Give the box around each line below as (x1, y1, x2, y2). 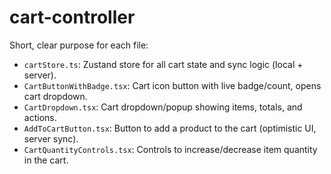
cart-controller (9, 6, 136, 29)
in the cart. (23, 154, 69, 166)
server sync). (23, 132, 79, 145)
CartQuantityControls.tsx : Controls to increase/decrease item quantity (23, 143, 318, 155)
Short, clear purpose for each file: (9, 39, 149, 51)
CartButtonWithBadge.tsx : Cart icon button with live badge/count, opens (23, 79, 322, 91)
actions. (23, 111, 57, 123)
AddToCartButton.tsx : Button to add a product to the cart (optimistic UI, (23, 122, 317, 134)
